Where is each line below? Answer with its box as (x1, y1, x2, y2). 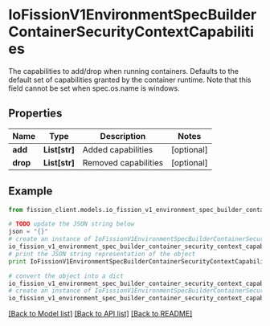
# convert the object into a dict (8, 271, 125, 280)
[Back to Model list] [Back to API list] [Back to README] (8, 309, 193, 319)
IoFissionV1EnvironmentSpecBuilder (8, 6, 257, 24)
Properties (8, 107, 63, 120)
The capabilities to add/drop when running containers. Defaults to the (8, 66, 239, 75)
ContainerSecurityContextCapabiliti (8, 22, 255, 41)
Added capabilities (82, 144, 153, 155)
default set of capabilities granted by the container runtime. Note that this (8, 75, 252, 84)
